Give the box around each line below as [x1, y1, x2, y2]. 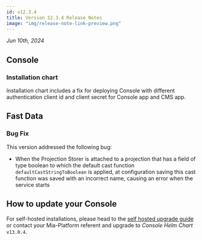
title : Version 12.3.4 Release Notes [6, 15, 103, 21]
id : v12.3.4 [6, 9, 37, 15]
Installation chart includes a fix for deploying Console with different [6, 87, 175, 95]
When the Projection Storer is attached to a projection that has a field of [15, 155, 196, 162]
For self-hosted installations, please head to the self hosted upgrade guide [6, 215, 194, 222]
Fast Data [6, 111, 43, 122]
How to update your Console [6, 199, 117, 209]
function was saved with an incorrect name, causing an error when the [15, 175, 193, 182]
